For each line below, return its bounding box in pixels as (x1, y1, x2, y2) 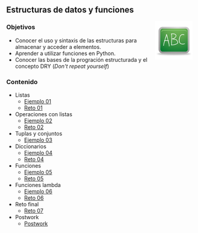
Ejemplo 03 (24, 136, 53, 143)
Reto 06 (24, 194, 44, 202)
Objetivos (6, 23, 36, 31)
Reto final (14, 200, 39, 208)
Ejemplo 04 (24, 149, 53, 156)
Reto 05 (24, 175, 44, 182)
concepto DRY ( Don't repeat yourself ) (14, 62, 110, 70)
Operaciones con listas (14, 110, 72, 117)
